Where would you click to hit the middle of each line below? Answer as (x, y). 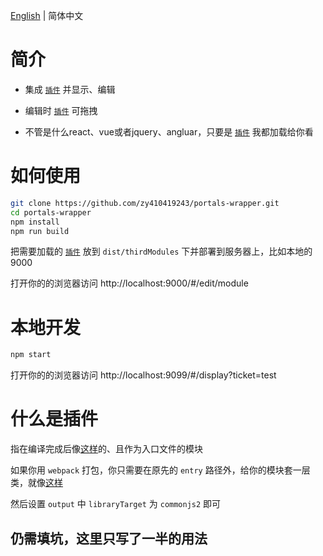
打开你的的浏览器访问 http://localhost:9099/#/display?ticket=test (143, 375)
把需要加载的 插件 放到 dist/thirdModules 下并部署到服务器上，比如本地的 (161, 251)
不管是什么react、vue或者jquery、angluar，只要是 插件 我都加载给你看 (169, 131)
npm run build (40, 231)
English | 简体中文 (47, 15)
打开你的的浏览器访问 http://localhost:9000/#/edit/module (129, 283)
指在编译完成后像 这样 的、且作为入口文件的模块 (106, 449)
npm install (35, 222)
